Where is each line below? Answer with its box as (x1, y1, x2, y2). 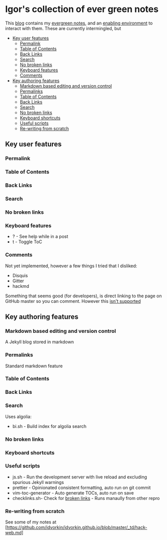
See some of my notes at (5, 519, 56, 525)
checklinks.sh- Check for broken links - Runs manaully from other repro (12, 495, 160, 501)
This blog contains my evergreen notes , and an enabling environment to (5, 20, 153, 26)
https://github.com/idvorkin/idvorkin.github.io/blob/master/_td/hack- (6, 524, 148, 530)
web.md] (5, 529, 23, 536)
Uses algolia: (5, 413, 32, 419)
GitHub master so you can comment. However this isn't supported (5, 298, 141, 304)
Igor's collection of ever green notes (5, 4, 159, 15)
